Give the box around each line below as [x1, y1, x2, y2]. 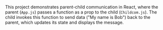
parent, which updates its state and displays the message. [5, 19, 124, 25]
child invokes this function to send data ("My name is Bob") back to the [5, 15, 151, 20]
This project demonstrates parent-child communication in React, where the [5, 4, 159, 10]
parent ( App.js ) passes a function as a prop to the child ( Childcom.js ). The [5, 9, 157, 15]
